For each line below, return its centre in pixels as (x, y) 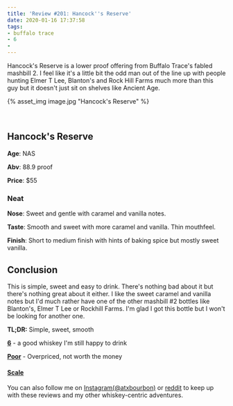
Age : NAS (21, 153)
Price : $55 (22, 180)
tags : (15, 26)
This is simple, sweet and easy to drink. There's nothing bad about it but (110, 286)
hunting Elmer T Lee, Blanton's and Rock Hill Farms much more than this (110, 80)
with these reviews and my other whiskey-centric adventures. (95, 395)
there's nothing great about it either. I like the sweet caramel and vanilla (109, 293)
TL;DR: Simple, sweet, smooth (51, 329)
